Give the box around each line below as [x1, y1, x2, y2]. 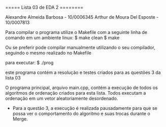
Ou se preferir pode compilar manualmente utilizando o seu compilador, [5, 45, 156, 50]
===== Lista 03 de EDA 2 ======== [5, 5, 84, 10]
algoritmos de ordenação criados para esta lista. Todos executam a [5, 90, 146, 96]
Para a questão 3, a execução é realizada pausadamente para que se [12, 105, 157, 111]
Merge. [12, 116, 28, 122]
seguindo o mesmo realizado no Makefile [5, 50, 91, 56]
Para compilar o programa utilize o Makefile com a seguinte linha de [5, 29, 148, 35]
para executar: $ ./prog [5, 60, 54, 65]
